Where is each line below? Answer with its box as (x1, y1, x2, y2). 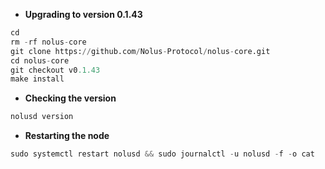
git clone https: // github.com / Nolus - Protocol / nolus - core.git (10, 46, 271, 56)
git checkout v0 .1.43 (10, 65, 101, 75)
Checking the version (24, 92, 117, 104)
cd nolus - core (10, 55, 70, 66)
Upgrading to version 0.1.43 (24, 9, 143, 20)
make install (10, 74, 65, 84)
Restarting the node (24, 130, 110, 142)
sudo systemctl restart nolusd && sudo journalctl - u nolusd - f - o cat (10, 149, 315, 159)
